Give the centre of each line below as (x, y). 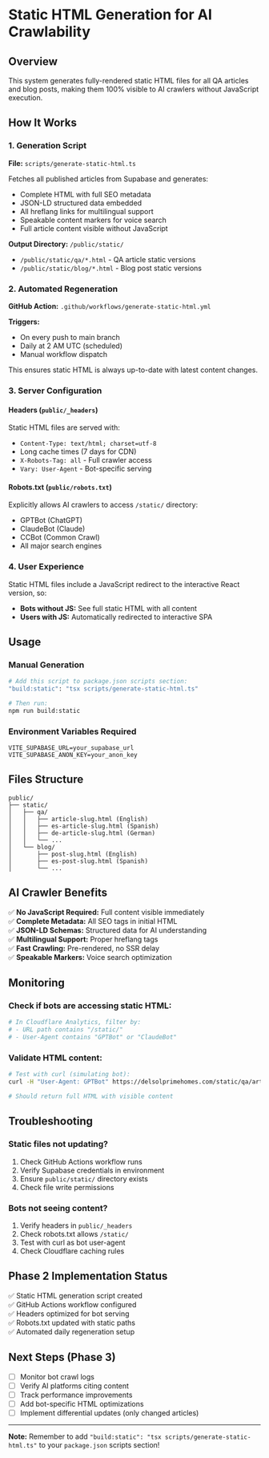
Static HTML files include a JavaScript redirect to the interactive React (124, 584)
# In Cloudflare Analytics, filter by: (75, 1023)
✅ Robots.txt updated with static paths (72, 1322)
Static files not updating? (58, 1144)
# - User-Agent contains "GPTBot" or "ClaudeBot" (93, 1037)
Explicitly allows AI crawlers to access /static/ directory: (103, 505)
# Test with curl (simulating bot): (69, 1075)
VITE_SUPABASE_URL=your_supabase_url (71, 748)
